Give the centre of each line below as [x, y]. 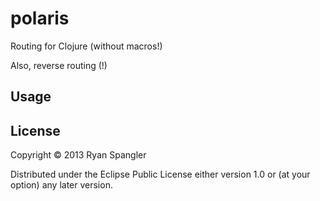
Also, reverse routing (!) [59, 65]
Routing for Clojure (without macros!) [86, 46]
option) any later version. [61, 185]
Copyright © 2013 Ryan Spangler [78, 155]
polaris [40, 18]
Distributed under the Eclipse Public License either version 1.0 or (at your [160, 174]
